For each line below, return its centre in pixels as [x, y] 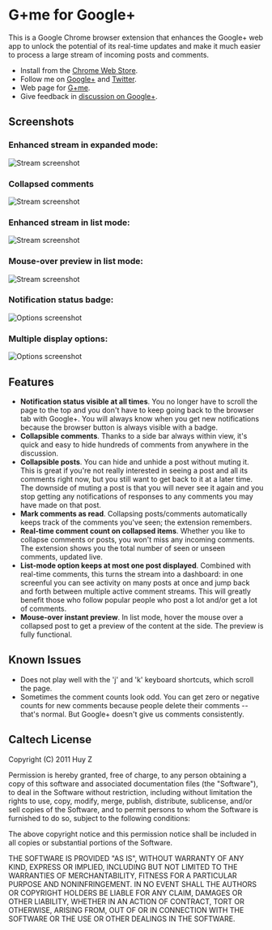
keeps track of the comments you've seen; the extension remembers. [136, 522]
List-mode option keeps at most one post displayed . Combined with [135, 565]
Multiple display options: [58, 339]
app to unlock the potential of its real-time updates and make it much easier [135, 45]
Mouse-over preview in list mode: [76, 262]
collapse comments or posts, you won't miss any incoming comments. [137, 539]
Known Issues [45, 660]
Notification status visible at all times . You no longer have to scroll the [138, 401]
